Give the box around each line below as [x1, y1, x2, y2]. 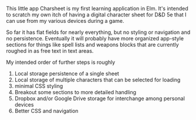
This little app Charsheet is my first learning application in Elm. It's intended [6, 5, 189, 12]
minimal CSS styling [14, 83, 63, 90]
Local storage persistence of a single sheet [14, 70, 119, 77]
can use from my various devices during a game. [6, 18, 124, 24]
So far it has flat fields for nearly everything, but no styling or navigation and [6, 29, 191, 36]
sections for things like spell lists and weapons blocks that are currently [6, 41, 179, 48]
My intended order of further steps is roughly [6, 59, 116, 66]
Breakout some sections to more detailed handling [14, 89, 137, 95]
